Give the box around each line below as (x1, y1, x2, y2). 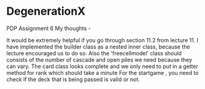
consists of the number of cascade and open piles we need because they (6, 56, 192, 63)
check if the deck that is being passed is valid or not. (6, 75, 140, 83)
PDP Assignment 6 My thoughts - (6, 25, 91, 32)
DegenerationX (6, 4, 86, 18)
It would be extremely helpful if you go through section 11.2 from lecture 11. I (6, 36, 198, 44)
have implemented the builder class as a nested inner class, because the (6, 43, 190, 50)
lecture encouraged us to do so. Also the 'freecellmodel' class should (6, 49, 182, 56)
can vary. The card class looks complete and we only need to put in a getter (6, 63, 198, 70)
